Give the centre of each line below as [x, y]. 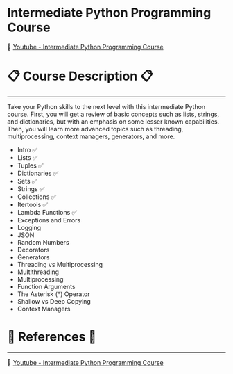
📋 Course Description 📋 [80, 76]
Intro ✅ [27, 149]
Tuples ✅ [30, 165]
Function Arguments [46, 286]
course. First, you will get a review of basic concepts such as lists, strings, [113, 114]
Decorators [33, 250]
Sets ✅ [27, 181]
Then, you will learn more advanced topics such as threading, [95, 129]
